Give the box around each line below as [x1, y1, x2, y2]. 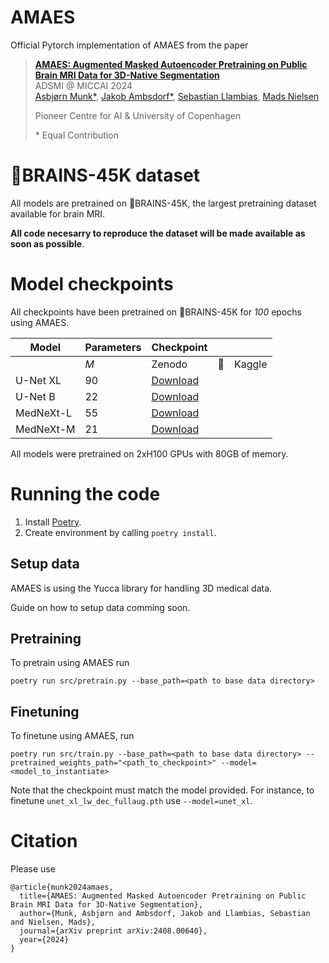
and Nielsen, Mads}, [10, 917, 97, 928]
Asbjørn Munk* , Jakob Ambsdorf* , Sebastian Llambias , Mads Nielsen [34, 90, 320, 102]
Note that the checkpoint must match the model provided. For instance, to [10, 784, 315, 796]
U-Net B [15, 389, 56, 403]
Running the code [10, 483, 161, 505]
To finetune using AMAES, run [10, 730, 135, 742]
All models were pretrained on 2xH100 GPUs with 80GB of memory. [10, 447, 289, 460]
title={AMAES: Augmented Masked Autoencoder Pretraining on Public [19, 891, 307, 901]
